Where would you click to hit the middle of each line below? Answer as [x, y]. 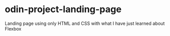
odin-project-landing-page [63, 9]
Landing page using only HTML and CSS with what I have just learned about [85, 23]
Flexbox [13, 28]
